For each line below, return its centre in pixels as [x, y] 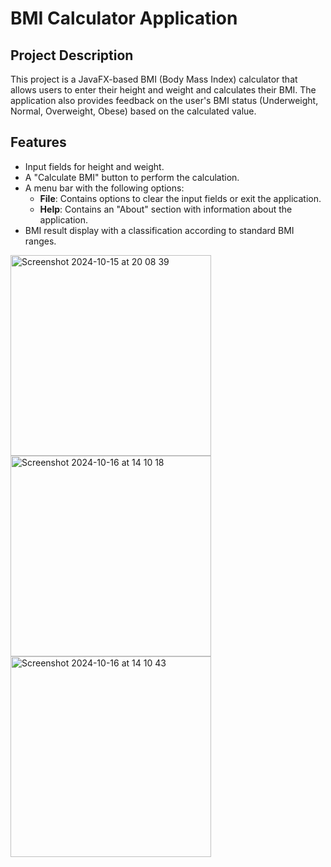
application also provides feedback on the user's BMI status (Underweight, [164, 100]
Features [38, 142]
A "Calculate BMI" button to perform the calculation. [132, 177]
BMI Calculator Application [124, 18]
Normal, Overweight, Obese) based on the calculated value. [133, 111]
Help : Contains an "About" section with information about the [166, 209]
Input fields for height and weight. [94, 166]
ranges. [40, 241]
